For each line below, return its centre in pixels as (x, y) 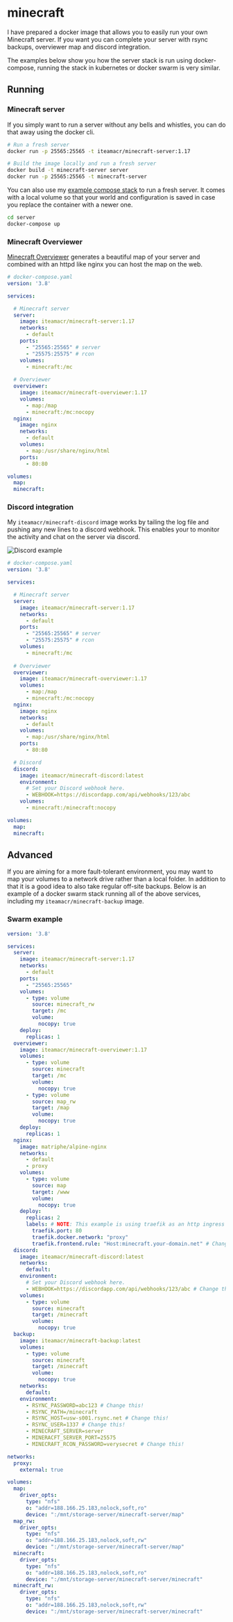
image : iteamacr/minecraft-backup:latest (80, 1340)
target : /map (51, 1108)
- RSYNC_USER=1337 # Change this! (76, 1425)
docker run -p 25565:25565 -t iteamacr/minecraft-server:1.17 (99, 151)
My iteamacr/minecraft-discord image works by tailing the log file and (108, 522)
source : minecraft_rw (63, 1004)
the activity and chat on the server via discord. (74, 537)
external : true (42, 1470)
